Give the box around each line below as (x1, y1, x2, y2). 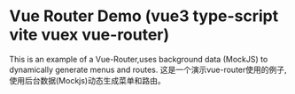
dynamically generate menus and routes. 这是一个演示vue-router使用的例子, (9, 64, 287, 75)
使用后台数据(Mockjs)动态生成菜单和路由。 (9, 75, 166, 85)
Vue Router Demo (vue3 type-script (9, 6, 279, 26)
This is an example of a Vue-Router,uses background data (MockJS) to (9, 54, 268, 64)
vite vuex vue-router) (9, 25, 170, 45)
